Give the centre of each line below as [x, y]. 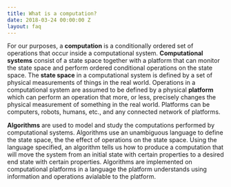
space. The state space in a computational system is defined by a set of [110, 75]
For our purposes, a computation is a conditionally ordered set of [100, 46]
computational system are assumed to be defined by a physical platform [110, 90]
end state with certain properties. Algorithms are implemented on [100, 162]
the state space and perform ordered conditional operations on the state [110, 68]
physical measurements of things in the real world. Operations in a [101, 83]
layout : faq [24, 26]
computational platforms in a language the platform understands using [107, 169]
